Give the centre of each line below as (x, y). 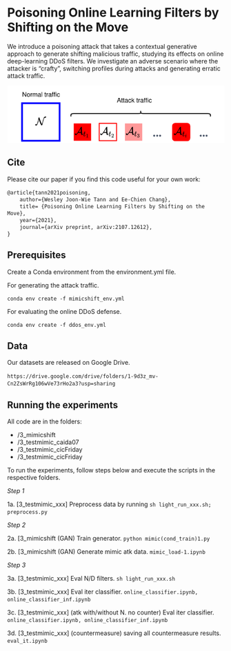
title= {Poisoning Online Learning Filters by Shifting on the (112, 206)
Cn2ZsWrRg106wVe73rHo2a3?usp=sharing (61, 384)
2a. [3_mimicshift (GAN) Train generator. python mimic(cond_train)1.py (109, 539)
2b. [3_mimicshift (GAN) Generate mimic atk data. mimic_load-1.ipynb (106, 552)
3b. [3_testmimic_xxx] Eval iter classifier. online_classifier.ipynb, (103, 592)
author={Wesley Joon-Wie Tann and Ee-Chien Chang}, (95, 199)
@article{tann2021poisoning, (49, 192)
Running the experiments (63, 405)
